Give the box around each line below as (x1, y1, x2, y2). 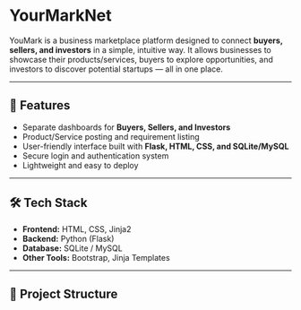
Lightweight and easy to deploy (21, 159, 139, 170)
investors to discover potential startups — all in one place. (9, 64, 224, 74)
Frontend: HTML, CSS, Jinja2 (21, 223, 132, 234)
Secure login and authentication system (21, 150, 169, 161)
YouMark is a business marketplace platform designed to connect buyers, (9, 35, 283, 46)
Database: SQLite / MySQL (21, 243, 123, 254)
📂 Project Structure (9, 286, 118, 301)
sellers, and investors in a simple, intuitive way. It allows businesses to (9, 44, 271, 55)
